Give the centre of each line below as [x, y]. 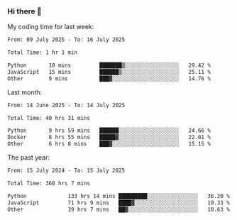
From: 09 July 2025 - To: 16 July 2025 [66, 40]
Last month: [25, 92]
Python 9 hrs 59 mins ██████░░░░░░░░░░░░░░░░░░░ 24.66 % [109, 131]
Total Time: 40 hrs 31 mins [49, 118]
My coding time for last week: [51, 27]
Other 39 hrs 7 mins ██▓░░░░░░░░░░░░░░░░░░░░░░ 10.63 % [119, 209]
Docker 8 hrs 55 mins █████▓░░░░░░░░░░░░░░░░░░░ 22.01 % [109, 138]
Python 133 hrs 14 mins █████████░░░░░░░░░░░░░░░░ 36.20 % [119, 196]
